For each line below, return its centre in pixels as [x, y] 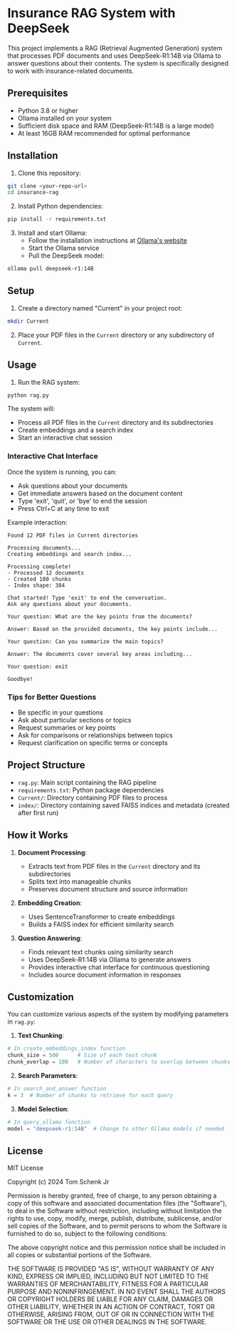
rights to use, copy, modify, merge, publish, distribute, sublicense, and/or [115, 1219]
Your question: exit [38, 666]
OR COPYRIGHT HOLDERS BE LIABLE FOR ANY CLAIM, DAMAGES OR [110, 1299]
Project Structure [46, 765]
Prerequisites [38, 93]
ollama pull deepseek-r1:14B [51, 269]
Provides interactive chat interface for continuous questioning [119, 967]
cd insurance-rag [33, 193]
